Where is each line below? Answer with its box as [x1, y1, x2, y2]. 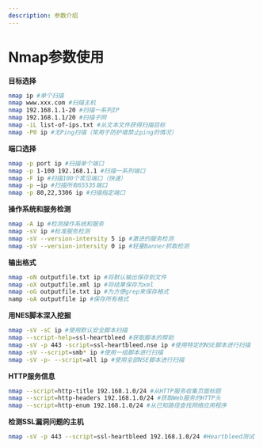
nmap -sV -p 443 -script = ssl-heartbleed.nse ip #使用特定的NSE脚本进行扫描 [8, 341, 251, 349]
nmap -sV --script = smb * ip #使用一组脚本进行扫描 [8, 348, 164, 356]
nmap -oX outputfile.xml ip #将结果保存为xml [8, 280, 154, 289]
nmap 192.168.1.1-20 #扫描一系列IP [8, 106, 120, 115]
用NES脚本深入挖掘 [8, 310, 71, 321]
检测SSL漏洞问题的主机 [8, 417, 85, 427]
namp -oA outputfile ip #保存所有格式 [8, 295, 129, 303]
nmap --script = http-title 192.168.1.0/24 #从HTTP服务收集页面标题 [8, 387, 222, 395]
